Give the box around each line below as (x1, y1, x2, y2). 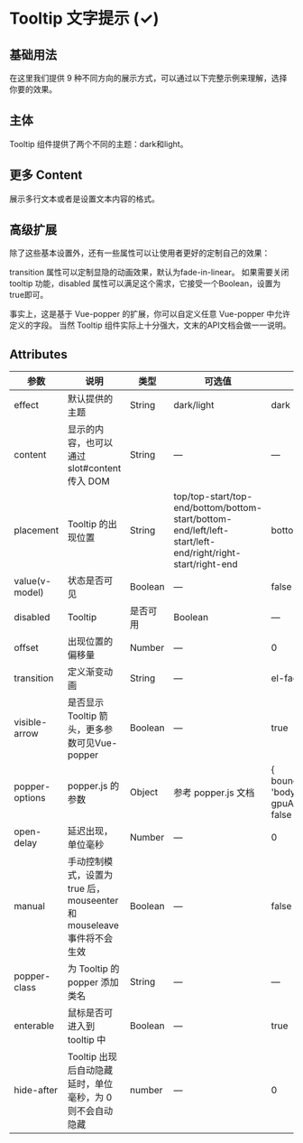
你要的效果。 (9, 84, 57, 95)
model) (14, 586, 44, 599)
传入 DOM (67, 475, 110, 488)
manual (14, 900, 45, 913)
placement (14, 525, 60, 537)
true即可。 (9, 290, 49, 301)
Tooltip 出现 (67, 1051, 117, 1064)
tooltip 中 (67, 1034, 106, 1046)
